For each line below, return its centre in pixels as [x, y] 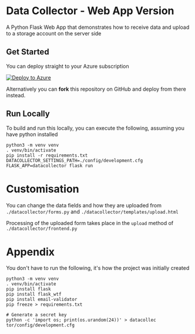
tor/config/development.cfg [41, 325]
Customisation [43, 189]
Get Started [28, 52]
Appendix [30, 252]
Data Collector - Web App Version [90, 11]
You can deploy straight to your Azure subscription [68, 66]
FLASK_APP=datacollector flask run [50, 166]
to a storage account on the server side [54, 33]
